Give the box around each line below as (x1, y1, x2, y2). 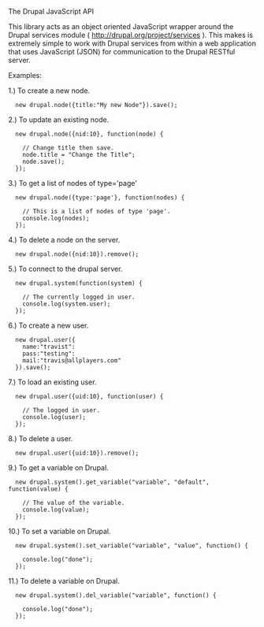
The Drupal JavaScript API (8, 7, 95, 16)
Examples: (8, 71, 42, 80)
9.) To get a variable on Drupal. (8, 463, 109, 472)
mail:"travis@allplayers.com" (22, 357, 122, 365)
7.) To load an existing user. (8, 377, 97, 387)
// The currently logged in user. (22, 293, 136, 301)
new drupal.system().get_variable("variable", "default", (15, 478, 210, 486)
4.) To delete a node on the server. (8, 236, 121, 244)
